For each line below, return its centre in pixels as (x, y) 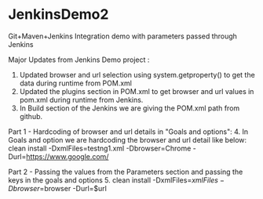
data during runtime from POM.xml (75, 83)
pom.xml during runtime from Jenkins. (81, 99)
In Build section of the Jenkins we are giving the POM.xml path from (130, 108)
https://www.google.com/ (68, 156)
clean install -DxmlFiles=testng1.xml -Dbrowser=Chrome (100, 148)
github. (31, 116)
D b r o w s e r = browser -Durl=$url (58, 188)
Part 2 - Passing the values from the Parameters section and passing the (126, 172)
